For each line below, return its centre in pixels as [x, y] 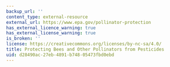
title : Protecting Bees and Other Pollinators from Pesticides [85, 50]
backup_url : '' [25, 11]
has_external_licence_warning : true [51, 28]
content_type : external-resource [47, 17]
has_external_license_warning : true [51, 33]
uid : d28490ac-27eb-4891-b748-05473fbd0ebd [60, 55]
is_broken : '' [24, 38]
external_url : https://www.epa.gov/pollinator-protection [79, 22]
